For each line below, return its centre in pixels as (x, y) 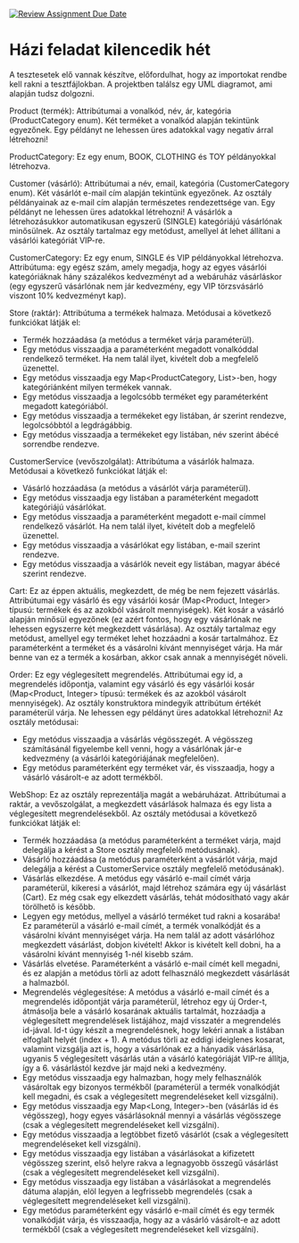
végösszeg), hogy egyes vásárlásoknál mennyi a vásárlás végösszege (151, 1115)
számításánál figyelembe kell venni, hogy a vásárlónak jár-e (132, 748)
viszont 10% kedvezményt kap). (68, 296)
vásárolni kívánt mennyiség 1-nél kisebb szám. (108, 954)
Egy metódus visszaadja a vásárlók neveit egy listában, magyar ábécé (151, 563)
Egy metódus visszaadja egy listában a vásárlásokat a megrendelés (146, 1181)
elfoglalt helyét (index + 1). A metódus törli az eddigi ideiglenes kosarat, (154, 1039)
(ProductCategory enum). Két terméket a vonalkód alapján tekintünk (134, 120)
